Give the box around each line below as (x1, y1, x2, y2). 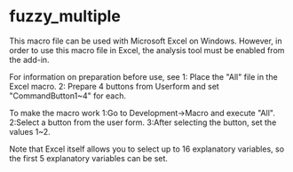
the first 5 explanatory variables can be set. (9, 152, 169, 163)
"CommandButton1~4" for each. (9, 90, 127, 101)
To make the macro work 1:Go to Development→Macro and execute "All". (9, 107, 275, 118)
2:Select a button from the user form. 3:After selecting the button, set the (9, 117, 277, 128)
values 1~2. (9, 126, 51, 137)
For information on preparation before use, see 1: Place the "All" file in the (9, 71, 278, 82)
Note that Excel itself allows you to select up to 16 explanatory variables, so (9, 144, 285, 154)
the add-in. (9, 54, 51, 65)
